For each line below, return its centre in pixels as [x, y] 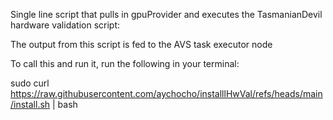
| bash [65, 104]
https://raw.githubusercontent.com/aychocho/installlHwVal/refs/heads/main [166, 93]
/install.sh [30, 104]
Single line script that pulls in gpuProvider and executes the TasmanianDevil [166, 14]
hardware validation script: [65, 25]
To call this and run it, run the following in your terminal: [125, 63]
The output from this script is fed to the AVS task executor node [141, 44]
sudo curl [30, 83]
